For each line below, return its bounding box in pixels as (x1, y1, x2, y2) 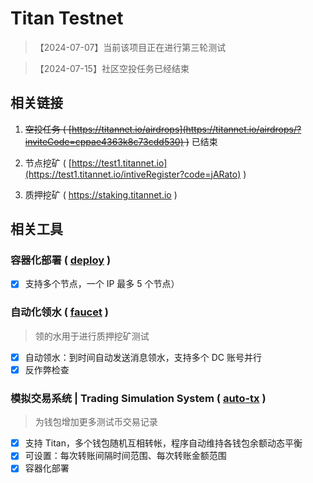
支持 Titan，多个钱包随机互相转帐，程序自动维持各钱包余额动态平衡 (24, 437, 303, 449)
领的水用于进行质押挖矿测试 (34, 330, 150, 342)
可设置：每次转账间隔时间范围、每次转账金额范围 (24, 450, 227, 462)
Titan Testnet (10, 7, 124, 30)
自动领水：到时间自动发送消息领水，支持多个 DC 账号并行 (24, 351, 262, 363)
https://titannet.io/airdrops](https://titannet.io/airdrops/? (71, 123, 302, 135)
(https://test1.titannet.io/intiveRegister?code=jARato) (24, 168, 242, 180)
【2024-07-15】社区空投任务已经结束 (34, 62, 190, 74)
